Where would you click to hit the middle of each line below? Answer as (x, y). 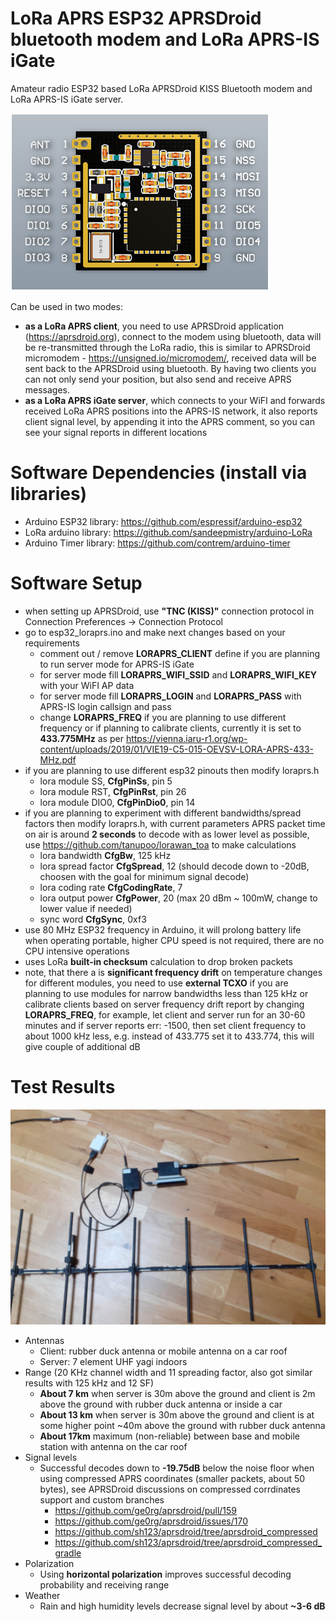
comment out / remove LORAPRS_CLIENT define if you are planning (180, 653)
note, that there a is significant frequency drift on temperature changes (173, 972)
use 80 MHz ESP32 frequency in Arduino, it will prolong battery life (163, 929)
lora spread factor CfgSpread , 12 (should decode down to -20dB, (174, 866)
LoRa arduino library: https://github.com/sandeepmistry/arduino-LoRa (168, 532)
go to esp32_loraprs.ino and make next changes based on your (155, 632)
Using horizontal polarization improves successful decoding (165, 1574)
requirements (52, 643)
